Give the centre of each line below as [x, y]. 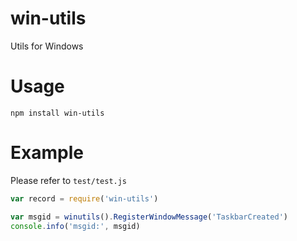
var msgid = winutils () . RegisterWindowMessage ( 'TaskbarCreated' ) [149, 217]
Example [47, 153]
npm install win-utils [57, 113]
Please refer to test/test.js [69, 180]
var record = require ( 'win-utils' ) [84, 198]
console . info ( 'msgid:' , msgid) [75, 226]
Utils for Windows [47, 46]
